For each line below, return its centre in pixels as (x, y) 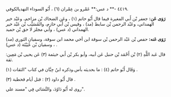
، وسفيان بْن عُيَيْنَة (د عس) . (32, 44)
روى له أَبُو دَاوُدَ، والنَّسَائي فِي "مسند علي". (45, 89)
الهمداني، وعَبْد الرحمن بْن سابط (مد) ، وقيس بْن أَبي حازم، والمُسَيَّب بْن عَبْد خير (80, 24)
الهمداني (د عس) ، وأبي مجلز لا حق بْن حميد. (47, 29)
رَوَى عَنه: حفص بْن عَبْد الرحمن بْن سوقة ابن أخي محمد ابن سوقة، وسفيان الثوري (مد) (86, 39)
